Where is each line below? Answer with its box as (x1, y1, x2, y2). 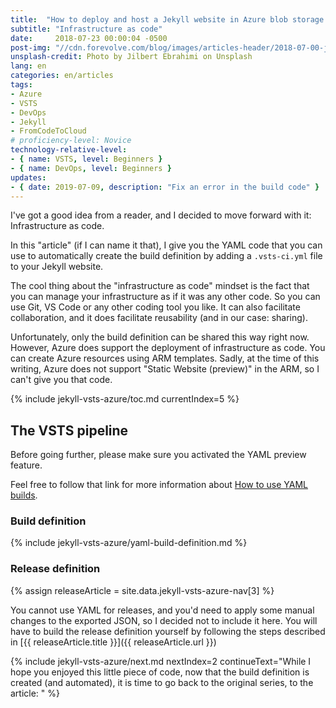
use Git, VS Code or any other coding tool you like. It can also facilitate (10, 301, 301, 313)
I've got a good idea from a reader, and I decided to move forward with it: (10, 209, 312, 221)
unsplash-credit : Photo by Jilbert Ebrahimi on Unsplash (10, 52, 253, 62)
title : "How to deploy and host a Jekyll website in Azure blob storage (10, 14, 325, 25)
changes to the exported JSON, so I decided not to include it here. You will (10, 614, 318, 626)
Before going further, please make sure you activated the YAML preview (10, 449, 307, 461)
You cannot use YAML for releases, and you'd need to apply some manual (10, 604, 315, 616)
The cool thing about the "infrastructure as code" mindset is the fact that (10, 280, 310, 292)
